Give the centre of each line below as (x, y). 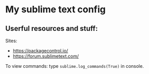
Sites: (11, 41)
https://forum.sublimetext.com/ (46, 56)
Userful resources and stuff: (52, 29)
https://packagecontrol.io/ (40, 51)
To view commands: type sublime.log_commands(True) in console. (74, 66)
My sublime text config (56, 10)
